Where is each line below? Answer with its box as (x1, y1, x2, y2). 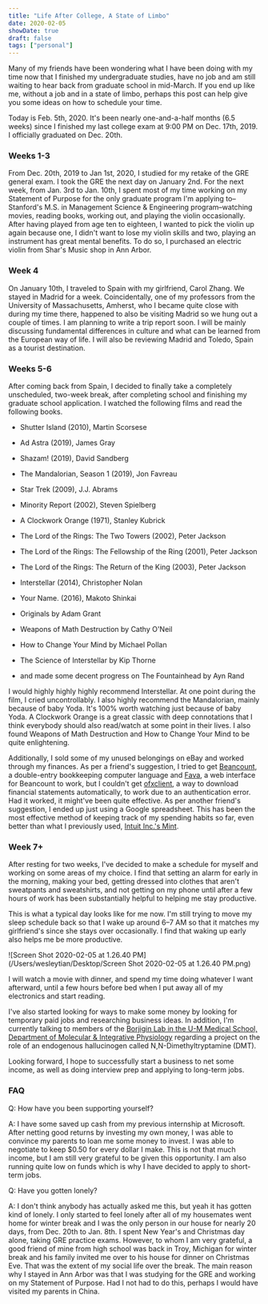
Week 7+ (8, 841, 44, 852)
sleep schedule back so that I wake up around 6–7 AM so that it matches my (8, 917, 260, 927)
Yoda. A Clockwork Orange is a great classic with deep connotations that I (8, 712, 254, 722)
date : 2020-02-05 (8, 19, 66, 27)
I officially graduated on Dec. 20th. (8, 130, 123, 140)
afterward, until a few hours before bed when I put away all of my (8, 983, 223, 993)
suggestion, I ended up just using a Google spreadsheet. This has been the (8, 804, 256, 814)
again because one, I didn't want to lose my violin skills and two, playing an (8, 228, 256, 237)
